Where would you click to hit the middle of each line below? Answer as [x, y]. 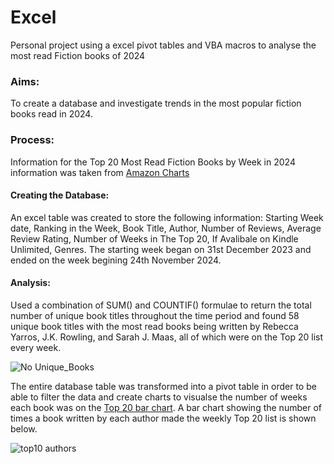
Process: [32, 140]
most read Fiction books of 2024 [78, 55]
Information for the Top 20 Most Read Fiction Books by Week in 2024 [153, 162]
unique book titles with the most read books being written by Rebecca [154, 326]
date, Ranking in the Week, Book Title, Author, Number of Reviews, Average [166, 228]
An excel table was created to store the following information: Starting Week [167, 217]
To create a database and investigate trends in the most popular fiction [156, 103]
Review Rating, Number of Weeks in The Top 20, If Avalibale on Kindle [154, 238]
